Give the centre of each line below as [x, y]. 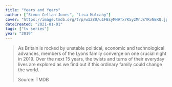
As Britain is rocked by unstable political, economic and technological [91, 48]
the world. [28, 70]
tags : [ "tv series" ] [27, 29]
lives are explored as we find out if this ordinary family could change [90, 64]
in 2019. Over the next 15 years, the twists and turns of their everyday [91, 59]
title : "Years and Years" [33, 10]
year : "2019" [19, 34]
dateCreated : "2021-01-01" [34, 24]
